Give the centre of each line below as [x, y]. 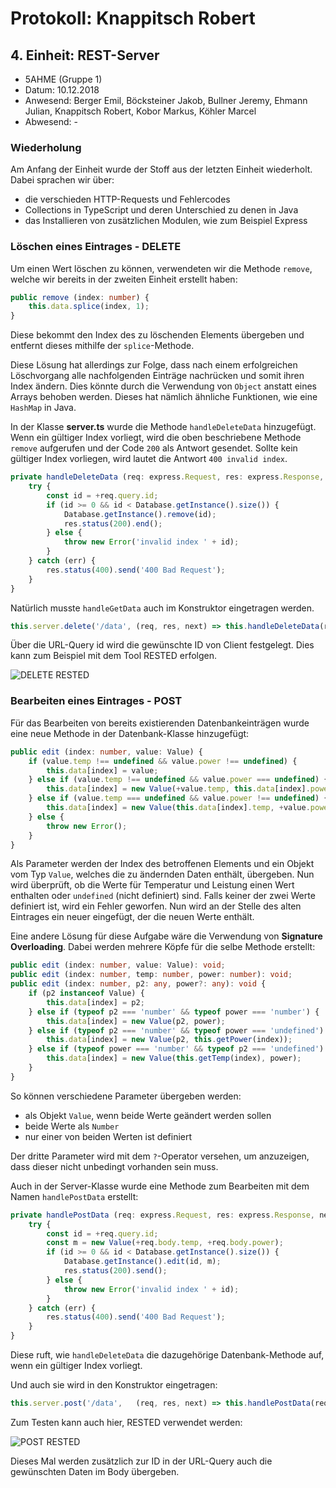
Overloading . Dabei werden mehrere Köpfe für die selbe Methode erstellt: [163, 947]
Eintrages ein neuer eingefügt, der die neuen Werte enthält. [132, 917]
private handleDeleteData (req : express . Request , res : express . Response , [167, 477]
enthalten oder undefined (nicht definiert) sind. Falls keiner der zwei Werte [163, 896]
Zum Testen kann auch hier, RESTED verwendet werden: [126, 1422]
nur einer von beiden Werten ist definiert [108, 1136]
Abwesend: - [51, 121]
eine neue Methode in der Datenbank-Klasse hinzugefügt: [130, 733]
